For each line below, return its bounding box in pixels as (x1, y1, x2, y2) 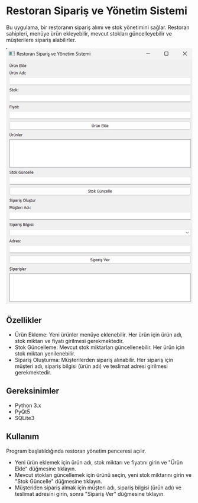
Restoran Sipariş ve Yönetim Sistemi (6, 4, 188, 18)
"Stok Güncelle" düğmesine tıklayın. (14, 478, 102, 485)
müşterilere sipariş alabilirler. (6, 36, 76, 43)
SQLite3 (14, 414, 35, 421)
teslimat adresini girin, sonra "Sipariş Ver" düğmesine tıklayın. (14, 490, 165, 497)
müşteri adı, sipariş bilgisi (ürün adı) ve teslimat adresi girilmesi (14, 363, 168, 370)
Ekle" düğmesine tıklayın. (14, 465, 76, 472)
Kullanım (6, 431, 40, 442)
